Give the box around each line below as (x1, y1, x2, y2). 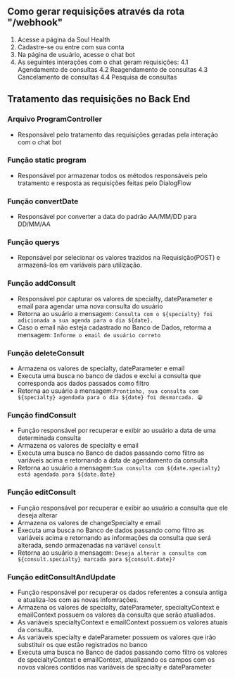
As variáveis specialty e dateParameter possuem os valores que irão (17, 633, 217, 641)
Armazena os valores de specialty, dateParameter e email (17, 364, 185, 372)
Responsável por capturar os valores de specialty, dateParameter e (17, 294, 213, 303)
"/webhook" (7, 17, 63, 29)
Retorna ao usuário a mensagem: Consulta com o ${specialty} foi (17, 309, 213, 318)
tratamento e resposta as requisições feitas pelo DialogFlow (17, 179, 191, 187)
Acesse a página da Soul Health (17, 35, 110, 44)
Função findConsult (7, 410, 77, 420)
